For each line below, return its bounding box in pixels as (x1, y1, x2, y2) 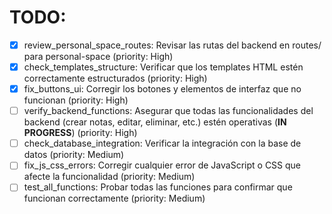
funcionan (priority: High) (23, 94, 129, 106)
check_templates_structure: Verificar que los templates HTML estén (23, 61, 304, 73)
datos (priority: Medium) (23, 149, 125, 161)
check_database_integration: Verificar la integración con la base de (23, 137, 302, 150)
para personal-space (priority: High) (23, 51, 174, 62)
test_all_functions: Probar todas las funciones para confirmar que (23, 181, 293, 193)
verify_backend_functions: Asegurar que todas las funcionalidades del (23, 105, 314, 117)
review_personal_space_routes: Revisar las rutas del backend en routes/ (23, 39, 322, 51)
